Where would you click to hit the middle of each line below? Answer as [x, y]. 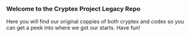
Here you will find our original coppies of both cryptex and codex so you [95, 22]
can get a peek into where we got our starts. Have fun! [73, 28]
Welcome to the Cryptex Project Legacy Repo [73, 9]
